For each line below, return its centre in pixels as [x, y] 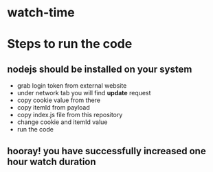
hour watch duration [52, 161]
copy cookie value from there [59, 100]
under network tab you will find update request [84, 93]
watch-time [41, 13]
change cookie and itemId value [62, 122]
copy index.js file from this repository [70, 115]
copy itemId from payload [54, 108]
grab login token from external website [72, 86]
